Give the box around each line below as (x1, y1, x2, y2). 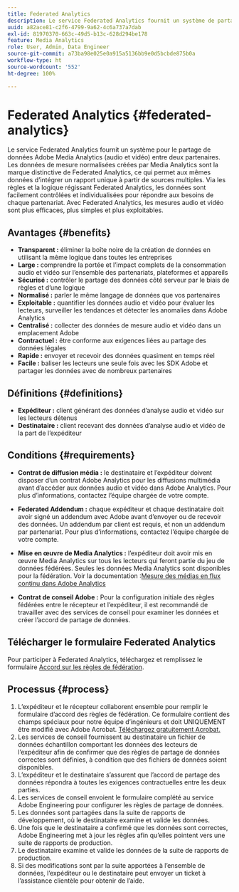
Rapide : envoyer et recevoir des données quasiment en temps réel (17, 352, 215, 360)
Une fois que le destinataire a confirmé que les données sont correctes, (17, 823, 228, 831)
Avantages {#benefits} (7, 226, 112, 238)
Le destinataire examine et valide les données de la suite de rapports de (17, 846, 229, 854)
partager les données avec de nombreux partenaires (17, 367, 172, 375)
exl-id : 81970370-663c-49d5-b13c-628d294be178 (7, 30, 148, 38)
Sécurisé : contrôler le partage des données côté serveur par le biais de (17, 276, 230, 285)
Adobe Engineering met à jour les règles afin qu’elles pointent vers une (17, 831, 225, 839)
